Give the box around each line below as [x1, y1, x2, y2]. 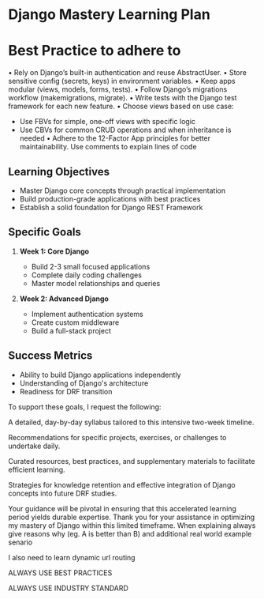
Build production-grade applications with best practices [19, 194, 201, 203]
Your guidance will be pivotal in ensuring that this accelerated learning [8, 503, 236, 513]
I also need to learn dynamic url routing [8, 552, 136, 562]
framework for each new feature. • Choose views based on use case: [8, 101, 234, 111]
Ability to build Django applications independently [19, 370, 181, 379]
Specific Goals [8, 225, 81, 239]
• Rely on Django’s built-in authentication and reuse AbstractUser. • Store [8, 68, 247, 77]
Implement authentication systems [31, 309, 143, 318]
